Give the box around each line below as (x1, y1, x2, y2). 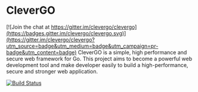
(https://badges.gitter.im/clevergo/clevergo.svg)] (6, 29, 126, 36)
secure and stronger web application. (6, 68, 98, 75)
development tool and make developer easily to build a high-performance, (6, 61, 188, 69)
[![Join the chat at (6, 23, 50, 30)
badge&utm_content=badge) (6, 48, 77, 56)
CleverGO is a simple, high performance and (78, 48, 187, 56)
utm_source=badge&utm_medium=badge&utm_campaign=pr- (6, 42, 159, 50)
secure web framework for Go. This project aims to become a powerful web (6, 55, 193, 62)
